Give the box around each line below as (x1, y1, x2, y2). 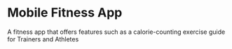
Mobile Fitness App (7, 5, 123, 21)
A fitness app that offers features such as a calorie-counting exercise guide (7, 28, 226, 36)
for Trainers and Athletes (7, 35, 79, 43)
